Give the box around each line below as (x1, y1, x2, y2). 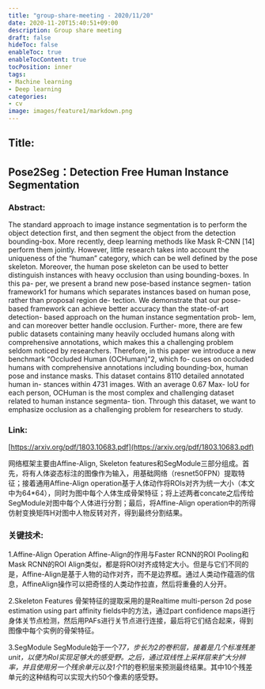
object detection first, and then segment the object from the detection (8, 229, 236, 238)
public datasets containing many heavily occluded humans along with (8, 329, 235, 339)
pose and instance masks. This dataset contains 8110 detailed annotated (8, 371, 244, 380)
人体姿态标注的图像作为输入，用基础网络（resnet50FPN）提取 (35, 468, 239, 479)
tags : (8, 70, 26, 78)
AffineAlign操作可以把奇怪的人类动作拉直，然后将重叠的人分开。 (21, 579, 232, 589)
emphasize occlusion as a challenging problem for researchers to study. (8, 405, 244, 415)
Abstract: (8, 202, 46, 213)
